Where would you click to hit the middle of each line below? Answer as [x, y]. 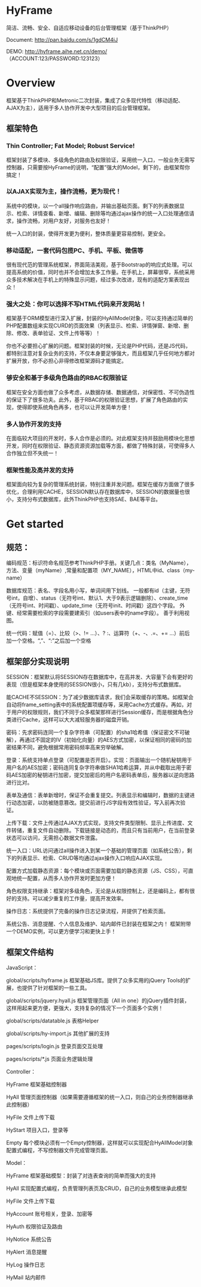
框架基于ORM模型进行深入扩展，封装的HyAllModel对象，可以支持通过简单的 [100, 318]
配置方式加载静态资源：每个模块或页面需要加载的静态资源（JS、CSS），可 [97, 871]
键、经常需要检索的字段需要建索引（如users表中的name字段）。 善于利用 [95, 613]
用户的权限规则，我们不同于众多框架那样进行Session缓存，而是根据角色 [100, 712]
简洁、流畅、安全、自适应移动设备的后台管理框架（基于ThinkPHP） [89, 28]
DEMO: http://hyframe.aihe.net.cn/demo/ [57, 51]
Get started [35, 524]
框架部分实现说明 [38, 661]
